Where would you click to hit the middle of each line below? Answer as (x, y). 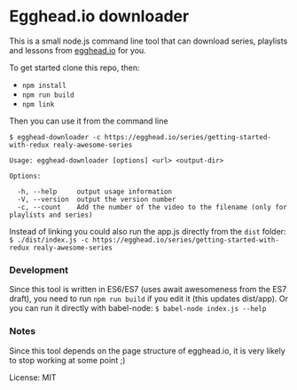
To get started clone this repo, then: (74, 68)
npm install (44, 85)
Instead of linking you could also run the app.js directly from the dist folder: (148, 231)
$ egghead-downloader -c (55, 137)
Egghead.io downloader (99, 16)
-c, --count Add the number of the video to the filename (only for (152, 207)
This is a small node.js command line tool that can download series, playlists (148, 41)
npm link (38, 104)
